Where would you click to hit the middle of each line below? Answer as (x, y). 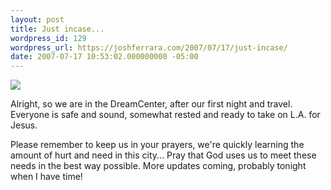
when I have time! (46, 177)
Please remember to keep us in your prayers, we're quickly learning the (157, 145)
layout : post (37, 19)
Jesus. (24, 125)
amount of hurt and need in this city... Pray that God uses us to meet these (163, 155)
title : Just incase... (57, 29)
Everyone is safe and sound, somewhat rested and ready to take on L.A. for (165, 115)
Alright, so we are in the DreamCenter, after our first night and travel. (151, 104)
